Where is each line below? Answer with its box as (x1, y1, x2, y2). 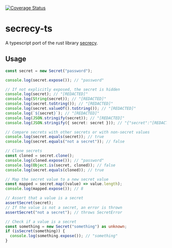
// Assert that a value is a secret (5, 196, 83, 201)
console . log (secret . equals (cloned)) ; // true (5, 167, 104, 173)
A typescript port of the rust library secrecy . (5, 40, 98, 46)
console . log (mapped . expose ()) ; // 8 (5, 186, 83, 192)
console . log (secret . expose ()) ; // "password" (5, 78, 104, 83)
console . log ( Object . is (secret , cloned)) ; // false (5, 162, 116, 168)
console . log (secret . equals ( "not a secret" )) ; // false (5, 139, 125, 144)
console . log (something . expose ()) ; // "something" (10, 234, 118, 239)
